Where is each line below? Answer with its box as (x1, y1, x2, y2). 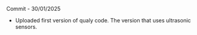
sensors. (15, 24, 38, 30)
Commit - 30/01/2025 (6, 5, 61, 12)
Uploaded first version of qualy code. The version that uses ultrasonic (15, 17, 191, 24)
